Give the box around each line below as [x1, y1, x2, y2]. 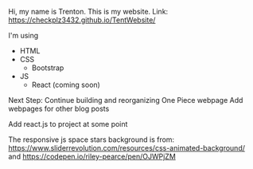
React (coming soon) [31, 80, 101, 89]
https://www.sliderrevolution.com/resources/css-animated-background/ [8, 143, 245, 152]
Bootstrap [31, 63, 64, 73]
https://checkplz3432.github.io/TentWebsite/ [8, 15, 156, 25]
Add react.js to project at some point [8, 120, 128, 128]
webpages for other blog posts [8, 104, 110, 113]
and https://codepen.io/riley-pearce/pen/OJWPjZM [8, 151, 177, 161]
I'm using [8, 31, 39, 40]
